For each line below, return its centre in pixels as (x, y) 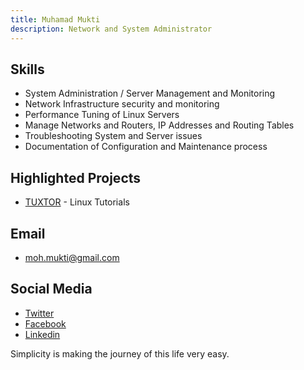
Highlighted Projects (76, 177)
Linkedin (42, 334)
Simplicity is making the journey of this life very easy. (120, 353)
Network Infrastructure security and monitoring (122, 104)
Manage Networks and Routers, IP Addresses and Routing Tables (159, 125)
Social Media (51, 289)
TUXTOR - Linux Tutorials (77, 202)
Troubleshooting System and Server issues (113, 136)
